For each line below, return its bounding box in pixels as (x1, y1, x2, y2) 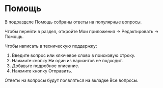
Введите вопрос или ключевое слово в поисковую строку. (11, 52, 136, 58)
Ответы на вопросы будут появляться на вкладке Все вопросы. (4, 77, 138, 83)
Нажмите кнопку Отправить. (11, 68, 72, 73)
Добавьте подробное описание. (11, 63, 80, 69)
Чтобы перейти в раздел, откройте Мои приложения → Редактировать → (4, 28, 159, 34)
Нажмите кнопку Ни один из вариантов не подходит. (11, 57, 123, 63)
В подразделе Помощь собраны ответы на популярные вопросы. (4, 19, 142, 25)
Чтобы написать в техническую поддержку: (4, 43, 97, 49)
